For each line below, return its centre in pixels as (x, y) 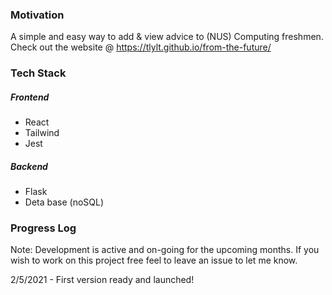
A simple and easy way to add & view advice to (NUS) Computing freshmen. (167, 37)
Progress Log (43, 228)
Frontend (30, 97)
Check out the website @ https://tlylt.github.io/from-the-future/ (141, 47)
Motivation (37, 15)
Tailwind (42, 133)
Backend (29, 166)
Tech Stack (38, 73)
